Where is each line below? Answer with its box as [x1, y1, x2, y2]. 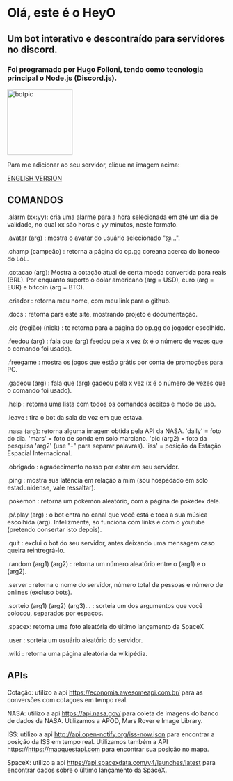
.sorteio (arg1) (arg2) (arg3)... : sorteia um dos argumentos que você [7, 601, 203, 609]
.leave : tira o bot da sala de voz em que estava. [7, 413, 144, 421]
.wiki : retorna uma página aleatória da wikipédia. [7, 649, 148, 658]
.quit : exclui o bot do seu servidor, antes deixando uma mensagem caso [7, 538, 215, 547]
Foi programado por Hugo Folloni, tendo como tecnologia [7, 64, 204, 74]
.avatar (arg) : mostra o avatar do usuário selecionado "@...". [7, 234, 181, 242]
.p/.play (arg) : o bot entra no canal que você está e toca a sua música [7, 510, 208, 519]
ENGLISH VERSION [7, 174, 63, 182]
